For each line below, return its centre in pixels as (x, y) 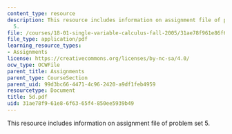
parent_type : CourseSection (48, 78)
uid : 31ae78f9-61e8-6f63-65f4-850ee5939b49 (71, 104)
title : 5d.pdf (28, 97)
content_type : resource (41, 13)
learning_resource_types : (44, 46)
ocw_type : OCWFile (33, 65)
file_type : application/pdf (48, 39)
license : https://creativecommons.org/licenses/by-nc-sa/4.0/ (98, 59)
